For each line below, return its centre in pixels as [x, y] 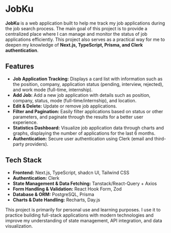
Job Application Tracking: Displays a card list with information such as [88, 79]
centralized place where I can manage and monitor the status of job [76, 34]
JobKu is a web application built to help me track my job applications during [85, 23]
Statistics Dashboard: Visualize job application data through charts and [88, 128]
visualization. [19, 226]
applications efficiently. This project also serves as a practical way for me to [85, 39]
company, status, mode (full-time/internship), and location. [75, 100]
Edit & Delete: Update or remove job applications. [65, 106]
